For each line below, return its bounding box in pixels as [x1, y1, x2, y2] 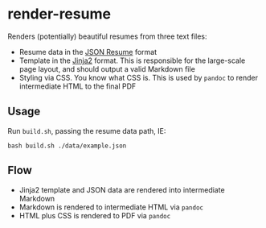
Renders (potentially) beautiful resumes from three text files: [7, 31, 207, 41]
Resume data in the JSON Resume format [18, 47, 158, 56]
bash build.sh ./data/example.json [7, 142, 127, 150]
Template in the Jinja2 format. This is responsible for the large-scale [18, 56, 246, 65]
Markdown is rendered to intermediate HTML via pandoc [18, 202, 204, 212]
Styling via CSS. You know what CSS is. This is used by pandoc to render [18, 73, 259, 82]
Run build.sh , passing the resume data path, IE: [7, 126, 166, 135]
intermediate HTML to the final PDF [18, 81, 137, 91]
